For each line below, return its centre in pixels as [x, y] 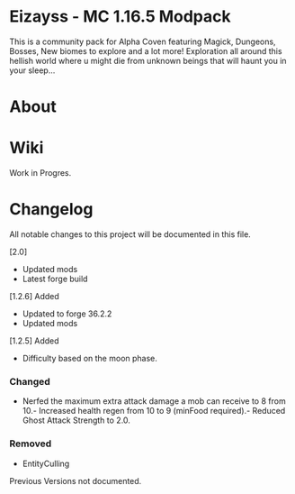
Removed [31, 444]
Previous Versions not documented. [76, 480]
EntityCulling [46, 463]
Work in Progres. [40, 173]
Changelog [51, 210]
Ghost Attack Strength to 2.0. [76, 420]
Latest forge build [55, 279]
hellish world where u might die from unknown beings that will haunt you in [148, 60]
